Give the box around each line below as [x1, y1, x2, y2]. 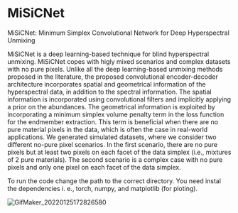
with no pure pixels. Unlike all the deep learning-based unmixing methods [7, 65, 223, 73]
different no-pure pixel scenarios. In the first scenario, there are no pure [7, 140, 218, 148]
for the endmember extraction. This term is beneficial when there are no [7, 117, 219, 126]
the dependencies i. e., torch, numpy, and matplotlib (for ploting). [7, 184, 198, 192]
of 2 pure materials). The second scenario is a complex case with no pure [7, 155, 223, 164]
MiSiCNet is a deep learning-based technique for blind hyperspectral [7, 50, 210, 58]
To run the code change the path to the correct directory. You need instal [7, 176, 222, 185]
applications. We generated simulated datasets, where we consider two [7, 133, 217, 141]
